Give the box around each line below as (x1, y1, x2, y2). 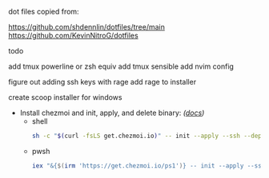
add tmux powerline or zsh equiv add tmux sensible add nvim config (8, 61, 235, 71)
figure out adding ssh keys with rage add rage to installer (8, 77, 197, 86)
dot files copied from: (8, 7, 79, 16)
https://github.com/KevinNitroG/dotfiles (8, 31, 139, 40)
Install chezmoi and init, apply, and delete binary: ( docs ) (19, 108, 205, 117)
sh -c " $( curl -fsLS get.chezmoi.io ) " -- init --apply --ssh (31, 132, 240, 140)
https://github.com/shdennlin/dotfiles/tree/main (8, 22, 166, 31)
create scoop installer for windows (8, 93, 122, 102)
